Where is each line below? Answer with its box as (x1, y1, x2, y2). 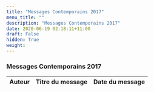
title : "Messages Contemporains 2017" (6, 8, 104, 15)
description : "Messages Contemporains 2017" (6, 20, 121, 26)
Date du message (93, 78, 146, 86)
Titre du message (35, 78, 88, 86)
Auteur (9, 78, 30, 86)
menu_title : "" (6, 14, 45, 20)
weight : (6, 43, 26, 49)
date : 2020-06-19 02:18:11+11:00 (6, 25, 91, 32)
